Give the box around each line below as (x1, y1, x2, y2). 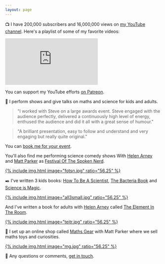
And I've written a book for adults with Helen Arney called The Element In (5, 204, 155, 210)
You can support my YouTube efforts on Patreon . (5, 89, 105, 95)
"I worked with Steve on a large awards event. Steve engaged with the (17, 108, 161, 114)
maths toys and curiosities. (5, 234, 60, 240)
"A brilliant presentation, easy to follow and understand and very (17, 128, 148, 134)
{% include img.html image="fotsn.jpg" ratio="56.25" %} (5, 167, 121, 174)
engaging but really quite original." (17, 133, 87, 139)
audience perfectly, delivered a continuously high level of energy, (17, 113, 151, 119)
